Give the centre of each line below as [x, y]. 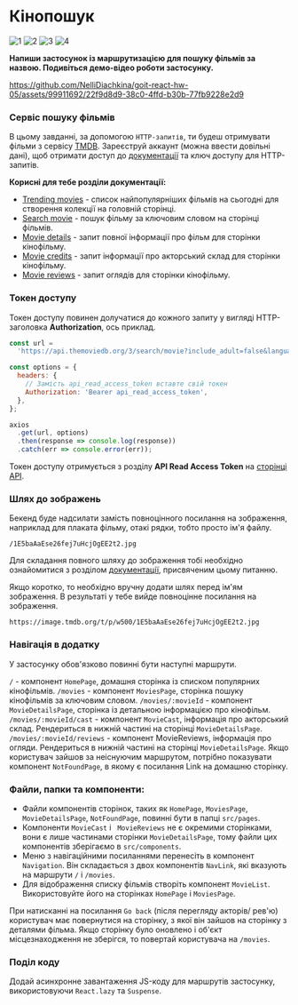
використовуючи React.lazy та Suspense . [86, 991]
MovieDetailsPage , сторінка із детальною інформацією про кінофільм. [140, 709]
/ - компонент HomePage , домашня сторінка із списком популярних [134, 681]
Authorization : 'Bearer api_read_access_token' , [117, 392]
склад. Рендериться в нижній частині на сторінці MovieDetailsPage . [136, 728]
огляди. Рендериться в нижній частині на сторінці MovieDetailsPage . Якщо [149, 747]
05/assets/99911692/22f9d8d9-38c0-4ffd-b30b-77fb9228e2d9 [126, 94]
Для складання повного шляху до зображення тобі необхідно [126, 561]
